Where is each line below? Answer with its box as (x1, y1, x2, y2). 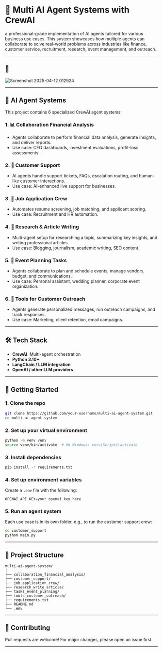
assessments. (12, 150, 40, 156)
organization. (12, 284, 39, 289)
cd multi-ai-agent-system (5, 415, 57, 420)
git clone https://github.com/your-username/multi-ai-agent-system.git (5, 411, 153, 416)
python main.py (5, 533, 36, 538)
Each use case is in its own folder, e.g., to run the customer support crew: (5, 519, 152, 525)
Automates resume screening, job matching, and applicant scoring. (12, 206, 147, 212)
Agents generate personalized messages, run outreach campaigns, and (12, 306, 155, 312)
